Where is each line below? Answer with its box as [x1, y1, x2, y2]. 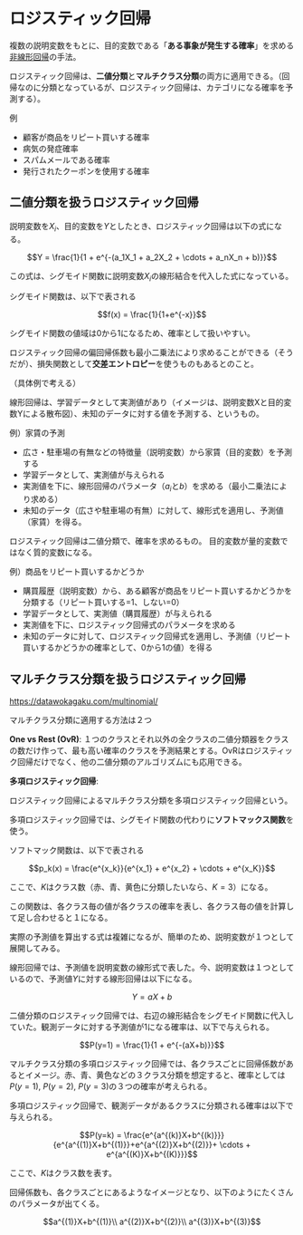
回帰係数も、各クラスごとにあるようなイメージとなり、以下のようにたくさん [9, 1186, 294, 1197]
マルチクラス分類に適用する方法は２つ [9, 714, 152, 725]
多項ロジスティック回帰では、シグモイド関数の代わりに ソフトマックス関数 [9, 814, 287, 825]
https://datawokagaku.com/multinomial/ [9, 695, 158, 707]
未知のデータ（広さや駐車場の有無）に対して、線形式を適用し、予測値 [22, 505, 284, 516]
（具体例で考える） [9, 378, 81, 389]
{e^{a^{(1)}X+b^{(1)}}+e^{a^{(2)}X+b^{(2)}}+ [52, 1139, 218, 1150]
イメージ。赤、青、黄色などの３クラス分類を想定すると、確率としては [24, 1069, 286, 1080]
